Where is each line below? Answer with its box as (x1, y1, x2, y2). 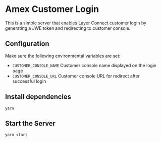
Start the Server (5, 119, 56, 128)
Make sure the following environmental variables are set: (5, 53, 121, 59)
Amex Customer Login (5, 3, 99, 15)
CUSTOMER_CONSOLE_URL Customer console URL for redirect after (12, 73, 140, 79)
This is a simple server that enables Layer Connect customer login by (5, 20, 147, 26)
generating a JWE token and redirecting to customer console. (5, 25, 131, 31)
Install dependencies (5, 93, 71, 101)
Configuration (5, 40, 50, 48)
